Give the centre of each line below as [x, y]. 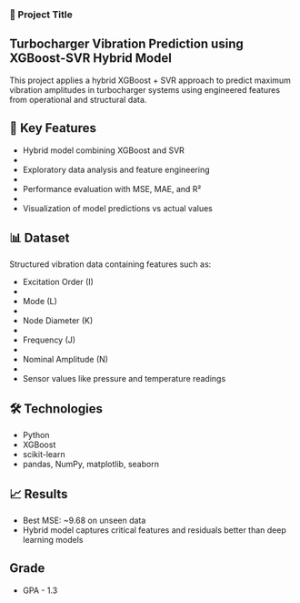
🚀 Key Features [53, 128]
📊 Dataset [40, 237]
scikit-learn [44, 455]
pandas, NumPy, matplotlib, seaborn [90, 465]
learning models [53, 539]
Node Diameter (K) [58, 321]
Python [36, 435]
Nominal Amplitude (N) [65, 360]
